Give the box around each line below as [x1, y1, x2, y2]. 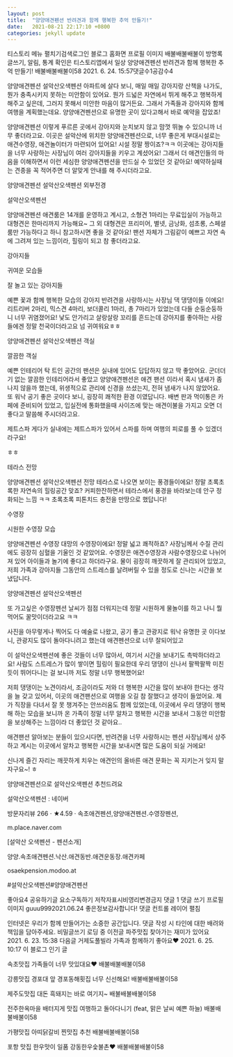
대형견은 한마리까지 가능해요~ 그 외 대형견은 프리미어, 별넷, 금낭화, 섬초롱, [7, 219, 208, 228]
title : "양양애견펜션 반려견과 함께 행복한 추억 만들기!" [7, 17, 153, 24]
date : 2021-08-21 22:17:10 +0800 [7, 23, 111, 30]
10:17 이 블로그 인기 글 [7, 945, 68, 954]
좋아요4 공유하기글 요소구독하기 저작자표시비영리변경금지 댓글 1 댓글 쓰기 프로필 [7, 895, 224, 904]
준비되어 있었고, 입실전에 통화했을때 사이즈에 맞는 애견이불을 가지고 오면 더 [19, 401, 223, 409]
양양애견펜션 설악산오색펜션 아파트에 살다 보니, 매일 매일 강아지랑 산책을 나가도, [7, 81, 223, 91]
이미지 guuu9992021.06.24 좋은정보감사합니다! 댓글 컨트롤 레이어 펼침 [7, 905, 201, 913]
